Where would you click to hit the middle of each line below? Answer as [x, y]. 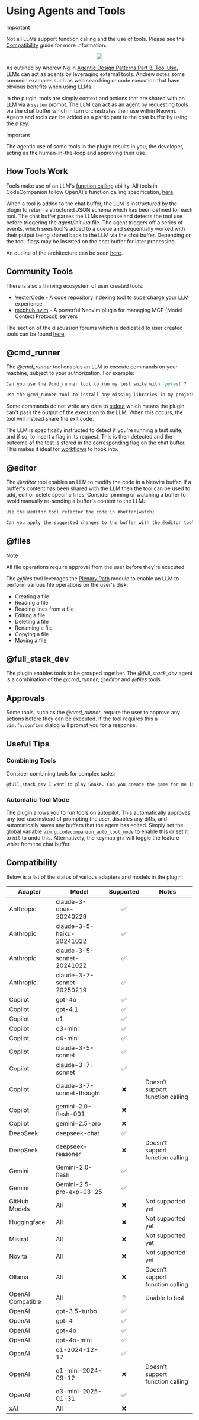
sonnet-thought [78, 1093]
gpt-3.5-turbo [77, 1311]
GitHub [19, 1201]
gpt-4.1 [67, 1009]
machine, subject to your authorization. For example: [70, 373]
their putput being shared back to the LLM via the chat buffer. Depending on [99, 235]
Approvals [26, 698]
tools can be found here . [36, 334]
